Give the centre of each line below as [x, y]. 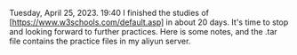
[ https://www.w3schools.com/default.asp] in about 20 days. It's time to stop [149, 22]
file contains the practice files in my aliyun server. [100, 41]
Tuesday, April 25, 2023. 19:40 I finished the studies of [109, 13]
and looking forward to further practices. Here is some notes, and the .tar [143, 31]
